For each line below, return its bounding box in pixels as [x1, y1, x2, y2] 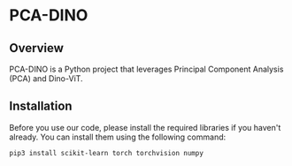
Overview [9, 41, 65, 56]
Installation [9, 99, 73, 114]
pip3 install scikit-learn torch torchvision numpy [9, 148, 204, 157]
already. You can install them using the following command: [9, 132, 227, 142]
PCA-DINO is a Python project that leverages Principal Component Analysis [9, 64, 284, 74]
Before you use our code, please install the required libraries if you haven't [9, 122, 281, 132]
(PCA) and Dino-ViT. [9, 73, 83, 84]
